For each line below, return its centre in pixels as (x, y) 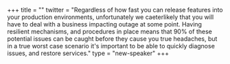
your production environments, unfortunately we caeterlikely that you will (111, 17)
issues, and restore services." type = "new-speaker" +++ (88, 53)
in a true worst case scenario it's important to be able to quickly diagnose (111, 46)
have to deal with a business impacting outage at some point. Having (105, 24)
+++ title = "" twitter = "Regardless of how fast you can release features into (115, 10)
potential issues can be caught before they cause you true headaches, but (112, 39)
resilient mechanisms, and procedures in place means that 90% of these (110, 31)
